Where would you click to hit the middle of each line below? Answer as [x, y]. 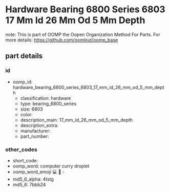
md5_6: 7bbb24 [29, 184]
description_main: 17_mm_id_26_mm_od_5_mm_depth [77, 120]
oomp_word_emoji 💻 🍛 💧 [38, 172]
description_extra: [39, 125]
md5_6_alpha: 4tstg [33, 179]
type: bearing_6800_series [48, 103]
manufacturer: [35, 131]
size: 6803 [31, 109]
